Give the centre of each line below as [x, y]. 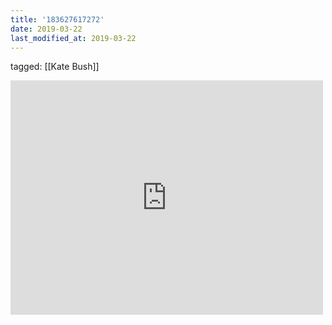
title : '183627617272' [57, 19]
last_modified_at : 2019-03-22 [73, 38]
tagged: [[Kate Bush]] [55, 67]
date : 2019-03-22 [46, 29]
